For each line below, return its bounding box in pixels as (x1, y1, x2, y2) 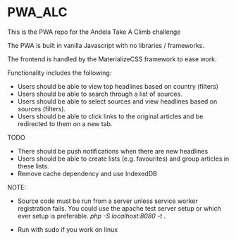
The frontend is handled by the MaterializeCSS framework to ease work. (7, 54, 217, 63)
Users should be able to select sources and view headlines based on (17, 97, 218, 106)
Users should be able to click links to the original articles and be (17, 112, 204, 121)
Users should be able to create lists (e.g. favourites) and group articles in (17, 154, 230, 163)
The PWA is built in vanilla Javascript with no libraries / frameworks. (7, 41, 204, 49)
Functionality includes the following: (7, 68, 112, 77)
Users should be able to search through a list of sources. (17, 89, 182, 98)
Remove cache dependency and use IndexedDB (17, 169, 157, 178)
